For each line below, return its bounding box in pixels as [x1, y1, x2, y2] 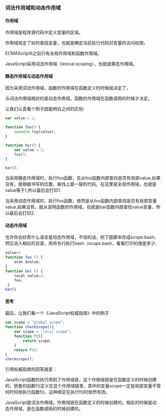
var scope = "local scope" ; [14, 329, 72, 334]
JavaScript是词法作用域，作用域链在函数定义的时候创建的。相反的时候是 [5, 400, 153, 406]
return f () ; [14, 347, 39, 352]
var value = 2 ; [14, 147, 45, 152]
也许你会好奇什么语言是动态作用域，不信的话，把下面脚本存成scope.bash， [5, 234, 159, 240]
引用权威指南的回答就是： [5, 366, 57, 372]
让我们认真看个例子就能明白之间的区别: [5, 106, 85, 112]
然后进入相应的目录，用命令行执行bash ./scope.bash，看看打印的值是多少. [5, 240, 157, 246]
